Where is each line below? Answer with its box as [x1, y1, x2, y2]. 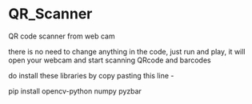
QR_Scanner [8, 5, 93, 23]
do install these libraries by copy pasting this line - [8, 70, 174, 80]
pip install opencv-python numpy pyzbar [8, 86, 142, 96]
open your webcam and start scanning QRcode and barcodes [8, 55, 211, 65]
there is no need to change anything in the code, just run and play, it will [8, 46, 246, 56]
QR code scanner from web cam [8, 31, 115, 41]
